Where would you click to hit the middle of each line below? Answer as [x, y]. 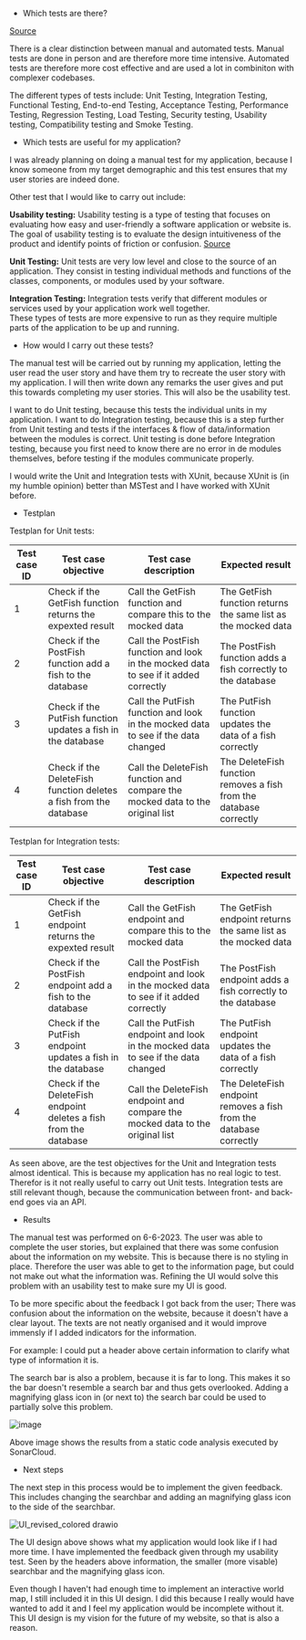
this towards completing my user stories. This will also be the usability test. [150, 392]
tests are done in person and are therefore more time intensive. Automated [149, 58]
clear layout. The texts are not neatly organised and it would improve [138, 1323]
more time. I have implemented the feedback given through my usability [144, 1552]
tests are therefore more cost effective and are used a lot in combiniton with [152, 68]
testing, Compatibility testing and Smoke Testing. [102, 124]
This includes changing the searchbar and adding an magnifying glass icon [150, 1497]
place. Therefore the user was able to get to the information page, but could [152, 1267]
